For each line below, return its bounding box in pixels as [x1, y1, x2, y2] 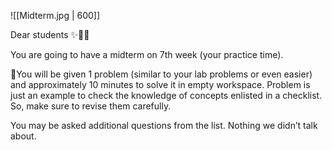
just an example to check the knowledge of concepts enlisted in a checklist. [10, 90, 323, 101]
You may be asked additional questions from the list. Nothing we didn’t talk [10, 120, 318, 131]
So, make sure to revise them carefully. [10, 100, 172, 112]
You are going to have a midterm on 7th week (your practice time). [10, 49, 284, 60]
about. [10, 130, 37, 142]
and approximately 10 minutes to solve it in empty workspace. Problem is [10, 79, 311, 90]
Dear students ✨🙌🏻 [10, 29, 90, 40]
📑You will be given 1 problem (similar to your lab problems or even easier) [10, 68, 313, 80]
